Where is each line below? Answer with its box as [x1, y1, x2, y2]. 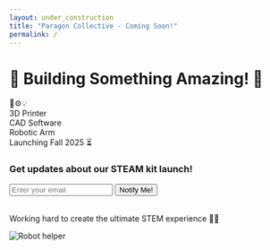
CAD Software [9, 117, 63, 128]
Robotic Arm [9, 127, 55, 138]
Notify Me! [119, 185, 154, 194]
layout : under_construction [9, 13, 114, 22]
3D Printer [9, 108, 47, 119]
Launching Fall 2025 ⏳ [9, 137, 92, 148]
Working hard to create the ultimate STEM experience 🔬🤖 [9, 212, 220, 224]
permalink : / [9, 30, 58, 39]
